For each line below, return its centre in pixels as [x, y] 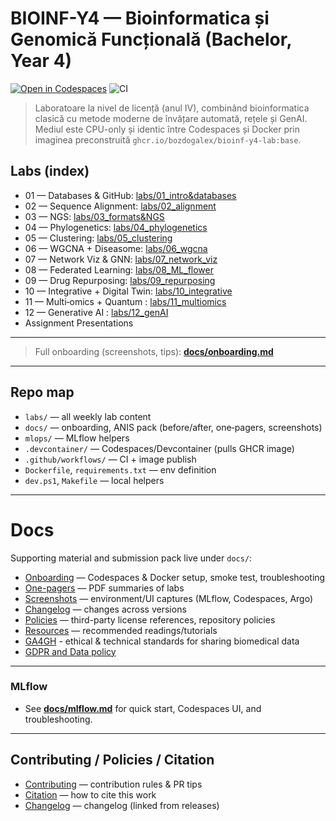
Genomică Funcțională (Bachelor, [151, 39]
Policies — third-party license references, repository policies [150, 619]
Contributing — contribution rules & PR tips [113, 784]
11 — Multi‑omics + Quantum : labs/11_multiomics [125, 301]
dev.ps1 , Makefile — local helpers [94, 480]
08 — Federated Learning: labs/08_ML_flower [119, 269]
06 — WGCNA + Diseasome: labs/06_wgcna [116, 248]
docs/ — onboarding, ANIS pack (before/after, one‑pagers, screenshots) [173, 427]
